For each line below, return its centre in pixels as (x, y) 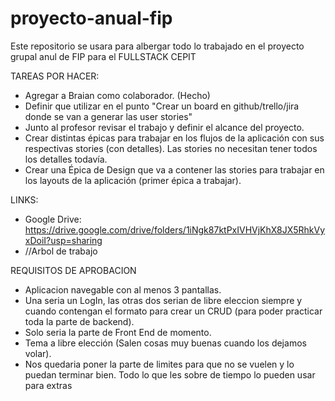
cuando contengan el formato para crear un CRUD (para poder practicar (173, 311)
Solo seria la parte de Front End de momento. (118, 332)
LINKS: (24, 199)
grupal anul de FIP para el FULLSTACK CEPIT (103, 56)
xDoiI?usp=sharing (63, 240)
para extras (48, 385)
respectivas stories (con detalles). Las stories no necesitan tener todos (171, 148)
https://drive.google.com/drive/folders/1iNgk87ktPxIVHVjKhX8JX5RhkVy (175, 229)
